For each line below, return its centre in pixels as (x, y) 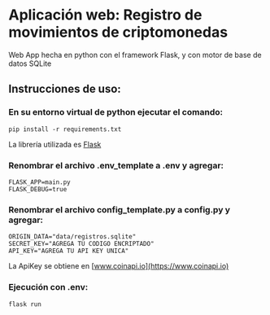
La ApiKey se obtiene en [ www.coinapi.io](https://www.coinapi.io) (119, 266)
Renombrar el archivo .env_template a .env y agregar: (116, 165)
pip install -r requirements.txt (65, 129)
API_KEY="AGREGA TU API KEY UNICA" (69, 251)
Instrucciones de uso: (65, 89)
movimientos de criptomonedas (118, 32)
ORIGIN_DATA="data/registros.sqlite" (72, 237)
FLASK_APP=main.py (39, 182)
